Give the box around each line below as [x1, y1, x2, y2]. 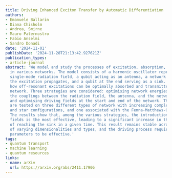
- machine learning [5, 146, 47, 151]
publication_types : [5, 55, 47, 61]
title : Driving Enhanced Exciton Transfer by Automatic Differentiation [5, 7, 164, 13]
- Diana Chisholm [5, 22, 42, 27]
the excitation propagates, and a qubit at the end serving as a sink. [10, 79, 166, 84]
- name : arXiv [5, 160, 36, 165]
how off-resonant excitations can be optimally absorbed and [10, 84, 143, 89]
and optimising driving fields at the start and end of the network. [10, 98, 161, 103]
